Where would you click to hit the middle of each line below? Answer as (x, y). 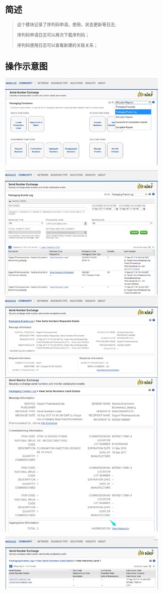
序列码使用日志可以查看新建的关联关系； (57, 45)
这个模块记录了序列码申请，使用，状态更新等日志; (66, 24)
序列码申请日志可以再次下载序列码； (53, 35)
